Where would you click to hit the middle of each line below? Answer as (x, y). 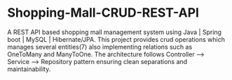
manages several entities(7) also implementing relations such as (100, 47)
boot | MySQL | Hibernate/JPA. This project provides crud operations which (116, 39)
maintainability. (29, 69)
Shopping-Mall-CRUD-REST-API (103, 13)
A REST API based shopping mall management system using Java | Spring (115, 32)
